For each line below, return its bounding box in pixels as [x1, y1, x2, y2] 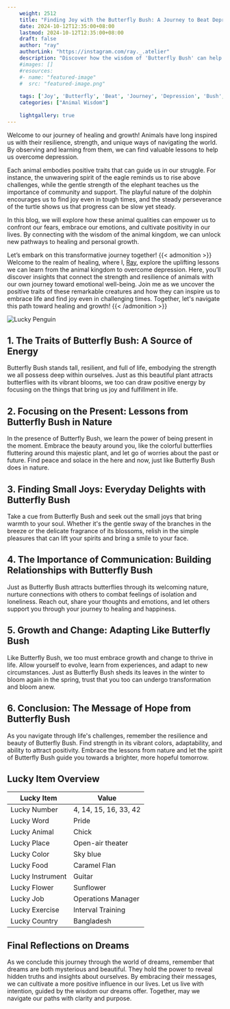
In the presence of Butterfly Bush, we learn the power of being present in [7, 435, 214, 443]
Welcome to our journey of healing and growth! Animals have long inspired [7, 131, 218, 139]
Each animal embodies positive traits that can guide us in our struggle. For [7, 166, 216, 174]
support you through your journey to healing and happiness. [7, 605, 177, 613]
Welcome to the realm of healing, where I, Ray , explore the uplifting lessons [7, 258, 220, 266]
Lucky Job [10, 894, 44, 903]
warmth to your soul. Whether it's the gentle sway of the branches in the [7, 520, 212, 528]
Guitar [73, 872, 94, 882]
